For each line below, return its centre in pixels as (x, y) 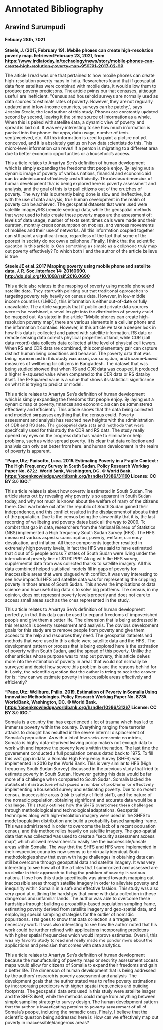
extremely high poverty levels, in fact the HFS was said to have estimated (79, 548)
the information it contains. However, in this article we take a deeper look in (81, 327)
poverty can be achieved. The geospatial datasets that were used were (76, 204)
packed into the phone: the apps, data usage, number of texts (67, 133)
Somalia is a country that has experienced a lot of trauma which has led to (79, 722)
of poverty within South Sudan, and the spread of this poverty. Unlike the (78, 651)
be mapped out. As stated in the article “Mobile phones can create (72, 317)
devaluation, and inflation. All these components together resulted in (73, 543)
